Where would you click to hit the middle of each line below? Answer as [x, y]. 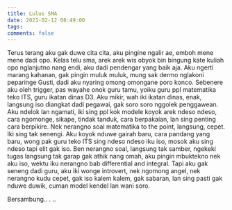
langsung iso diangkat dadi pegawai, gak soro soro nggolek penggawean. [113, 104]
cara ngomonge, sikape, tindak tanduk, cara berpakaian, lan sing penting [112, 120]
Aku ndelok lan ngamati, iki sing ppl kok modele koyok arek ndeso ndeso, [112, 112]
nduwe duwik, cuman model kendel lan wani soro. [79, 186]
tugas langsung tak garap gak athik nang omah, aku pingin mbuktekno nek [114, 156]
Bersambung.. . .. [32, 200]
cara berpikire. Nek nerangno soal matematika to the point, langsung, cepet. [116, 127]
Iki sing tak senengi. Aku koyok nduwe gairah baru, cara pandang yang [109, 134]
